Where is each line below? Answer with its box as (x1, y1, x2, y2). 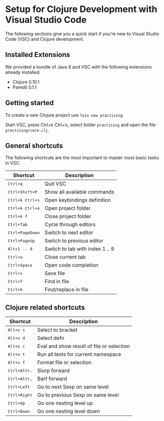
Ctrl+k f (8, 214, 28, 219)
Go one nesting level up (37, 399, 93, 406)
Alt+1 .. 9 (8, 246, 33, 251)
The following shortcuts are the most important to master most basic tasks (5, 155, 159, 161)
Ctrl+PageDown (8, 230, 40, 235)
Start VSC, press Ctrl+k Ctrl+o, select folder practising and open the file (5, 122, 156, 128)
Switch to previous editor (44, 237, 104, 244)
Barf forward (37, 375, 68, 382)
